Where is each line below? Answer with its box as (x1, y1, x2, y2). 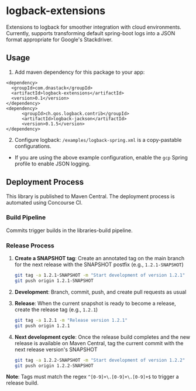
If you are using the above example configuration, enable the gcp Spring (14, 154, 188, 161)
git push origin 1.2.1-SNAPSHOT (14, 278, 94, 284)
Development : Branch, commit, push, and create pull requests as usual (14, 288, 187, 295)
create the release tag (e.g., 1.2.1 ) (14, 306, 98, 313)
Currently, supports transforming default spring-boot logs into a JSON (6, 29, 176, 36)
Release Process (6, 242, 54, 250)
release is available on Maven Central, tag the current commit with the (14, 339, 184, 346)
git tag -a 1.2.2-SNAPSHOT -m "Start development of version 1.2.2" (14, 357, 185, 363)
